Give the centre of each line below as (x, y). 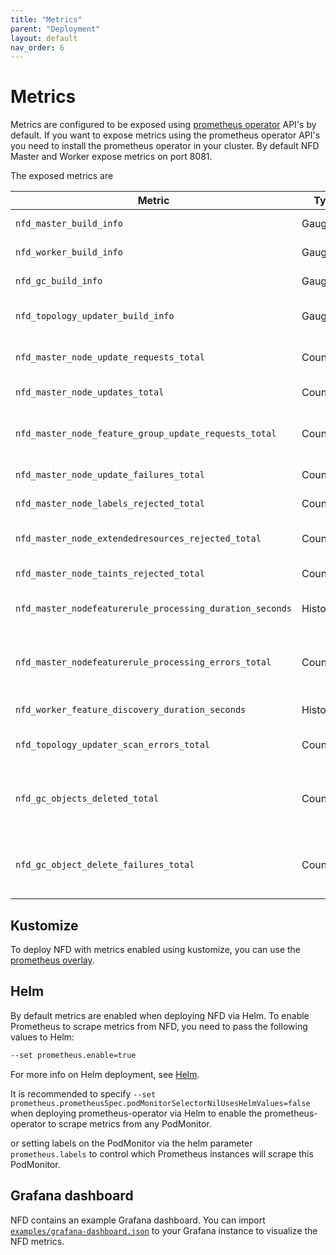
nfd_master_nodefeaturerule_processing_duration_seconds (153, 609)
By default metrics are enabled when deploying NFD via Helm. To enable (160, 1015)
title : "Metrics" (46, 19)
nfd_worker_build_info (69, 252)
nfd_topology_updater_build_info (95, 316)
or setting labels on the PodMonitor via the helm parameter (131, 1143)
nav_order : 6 (37, 47)
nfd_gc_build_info (59, 281)
